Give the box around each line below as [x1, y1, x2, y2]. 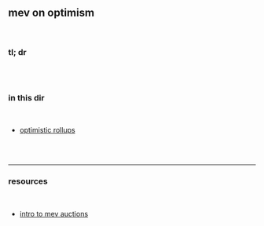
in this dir [8, 93, 45, 104]
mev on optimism [8, 6, 95, 20]
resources [8, 176, 49, 187]
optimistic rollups [19, 126, 76, 135]
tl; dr [8, 46, 27, 57]
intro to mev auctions [19, 209, 89, 218]
